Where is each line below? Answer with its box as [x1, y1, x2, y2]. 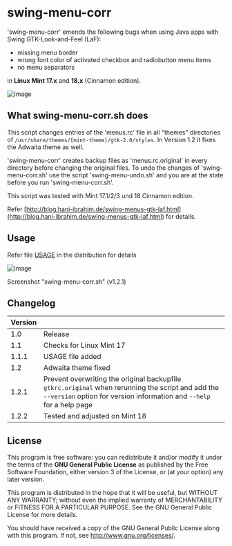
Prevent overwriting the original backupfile [43, 374, 182, 384]
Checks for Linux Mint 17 [43, 340, 126, 350]
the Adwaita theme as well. [7, 143, 84, 151]
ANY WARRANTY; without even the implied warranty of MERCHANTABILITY [7, 496, 223, 505]
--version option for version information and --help [43, 391, 211, 401]
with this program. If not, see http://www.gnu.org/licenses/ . [7, 532, 176, 540]
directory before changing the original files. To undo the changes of [7, 164, 200, 172]
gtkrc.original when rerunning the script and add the [43, 383, 220, 393]
